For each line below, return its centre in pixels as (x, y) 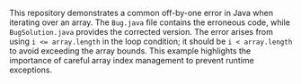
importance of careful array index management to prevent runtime (132, 60)
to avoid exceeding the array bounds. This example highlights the (130, 51)
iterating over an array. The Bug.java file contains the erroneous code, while (150, 22)
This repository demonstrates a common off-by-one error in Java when (142, 13)
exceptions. (31, 70)
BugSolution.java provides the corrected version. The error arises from (142, 32)
